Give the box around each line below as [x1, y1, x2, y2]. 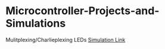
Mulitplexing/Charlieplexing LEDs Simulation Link [5, 36, 126, 43]
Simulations [5, 17, 66, 30]
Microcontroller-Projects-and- [5, 4, 160, 18]
